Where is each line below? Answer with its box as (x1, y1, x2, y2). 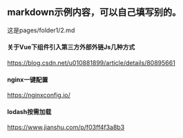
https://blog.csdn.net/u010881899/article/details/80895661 (7, 59, 176, 67)
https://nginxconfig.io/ (7, 91, 71, 100)
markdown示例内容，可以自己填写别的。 (7, 6, 182, 19)
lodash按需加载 (7, 107, 52, 115)
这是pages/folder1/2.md (7, 26, 75, 34)
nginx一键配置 (7, 75, 48, 84)
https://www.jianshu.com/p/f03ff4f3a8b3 (7, 123, 125, 132)
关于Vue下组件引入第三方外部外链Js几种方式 (7, 43, 135, 51)
